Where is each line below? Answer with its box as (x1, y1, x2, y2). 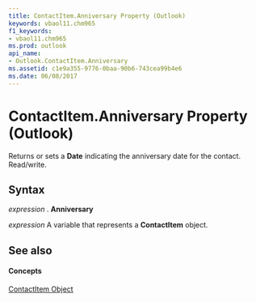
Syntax (8, 183, 45, 197)
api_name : (8, 49, 42, 57)
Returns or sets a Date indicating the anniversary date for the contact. (8, 151, 241, 160)
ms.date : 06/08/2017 (8, 72, 78, 80)
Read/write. (8, 160, 47, 169)
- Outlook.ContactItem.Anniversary (8, 57, 128, 66)
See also (8, 244, 52, 257)
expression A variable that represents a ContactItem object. (8, 220, 208, 230)
